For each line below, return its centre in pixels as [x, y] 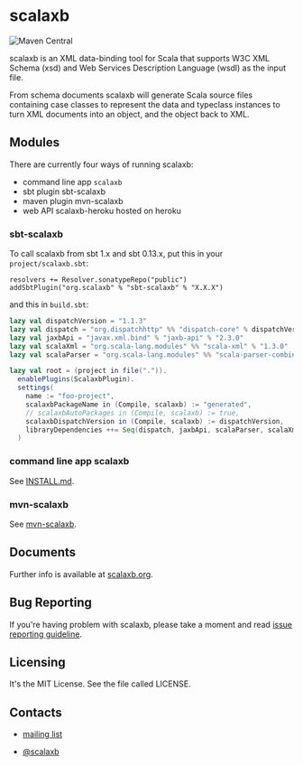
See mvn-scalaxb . [43, 524]
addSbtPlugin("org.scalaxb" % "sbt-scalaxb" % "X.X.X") [116, 288]
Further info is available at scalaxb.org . [81, 574]
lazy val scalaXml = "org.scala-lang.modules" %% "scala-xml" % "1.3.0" [149, 346]
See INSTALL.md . [42, 481]
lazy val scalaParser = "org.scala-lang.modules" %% [110, 355]
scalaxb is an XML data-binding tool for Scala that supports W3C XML [140, 58]
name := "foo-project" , [70, 397]
